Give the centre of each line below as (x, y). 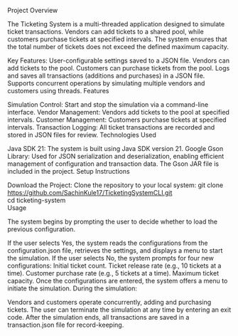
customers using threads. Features (58, 91)
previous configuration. (42, 229)
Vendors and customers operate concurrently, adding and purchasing (109, 302)
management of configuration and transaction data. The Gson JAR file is (113, 164)
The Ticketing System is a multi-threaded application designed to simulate (116, 24)
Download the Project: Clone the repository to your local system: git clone (115, 185)
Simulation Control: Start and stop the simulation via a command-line (108, 105)
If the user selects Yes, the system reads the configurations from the (108, 243)
